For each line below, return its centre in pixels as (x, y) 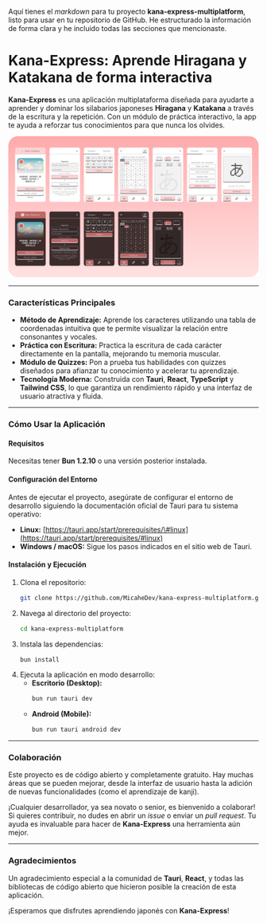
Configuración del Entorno (53, 479)
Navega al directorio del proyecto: (75, 613)
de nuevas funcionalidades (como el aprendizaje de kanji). (104, 791)
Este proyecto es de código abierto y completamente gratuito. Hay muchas (131, 775)
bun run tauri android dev (76, 730)
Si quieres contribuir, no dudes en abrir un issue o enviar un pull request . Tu (132, 815)
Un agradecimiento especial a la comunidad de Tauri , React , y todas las (126, 878)
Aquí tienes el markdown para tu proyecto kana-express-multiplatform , (127, 12)
